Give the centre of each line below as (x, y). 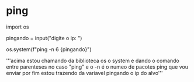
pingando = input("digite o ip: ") (44, 38)
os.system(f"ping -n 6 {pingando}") (49, 49)
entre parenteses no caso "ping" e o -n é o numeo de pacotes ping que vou (97, 67)
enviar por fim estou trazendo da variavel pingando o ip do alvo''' (84, 73)
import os (18, 27)
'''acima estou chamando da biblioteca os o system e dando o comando (93, 60)
